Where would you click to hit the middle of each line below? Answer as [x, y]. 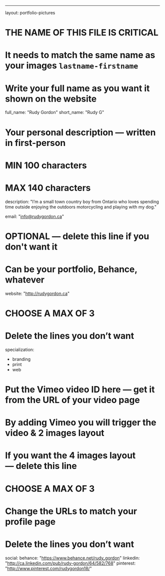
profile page [30, 522]
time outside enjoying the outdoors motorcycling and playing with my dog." [81, 207]
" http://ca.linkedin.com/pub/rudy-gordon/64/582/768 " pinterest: [70, 563]
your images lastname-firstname [72, 66]
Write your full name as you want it [77, 88]
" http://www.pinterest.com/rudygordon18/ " [49, 568]
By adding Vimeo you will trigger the [81, 423]
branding [21, 359]
